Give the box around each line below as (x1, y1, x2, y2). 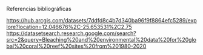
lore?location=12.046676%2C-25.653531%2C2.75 (6, 24, 132, 30)
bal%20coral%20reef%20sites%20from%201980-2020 (6, 42, 147, 50)
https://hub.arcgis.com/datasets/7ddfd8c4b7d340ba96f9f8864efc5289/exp (6, 17, 197, 24)
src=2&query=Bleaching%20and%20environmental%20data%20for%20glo (6, 36, 197, 43)
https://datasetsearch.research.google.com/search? (6, 30, 136, 37)
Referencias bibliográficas (6, 5, 72, 12)
